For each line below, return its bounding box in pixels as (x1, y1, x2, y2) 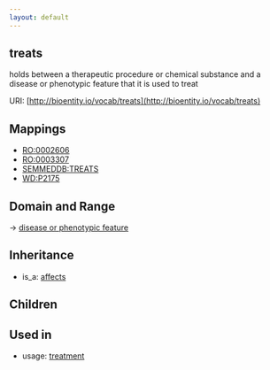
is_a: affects (21, 271, 66, 281)
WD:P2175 (21, 173, 60, 184)
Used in (9, 327, 52, 342)
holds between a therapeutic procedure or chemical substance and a (9, 69, 261, 80)
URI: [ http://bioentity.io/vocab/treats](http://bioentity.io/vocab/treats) (9, 96, 261, 106)
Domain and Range (9, 198, 116, 213)
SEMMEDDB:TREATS (21, 164, 99, 174)
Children (9, 297, 58, 312)
